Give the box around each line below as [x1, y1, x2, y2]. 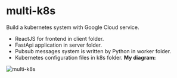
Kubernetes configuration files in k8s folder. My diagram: [14, 54, 156, 61]
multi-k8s [6, 4, 56, 18]
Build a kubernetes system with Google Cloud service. [6, 24, 139, 31]
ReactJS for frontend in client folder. [14, 35, 104, 42]
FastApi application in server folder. [14, 41, 103, 48]
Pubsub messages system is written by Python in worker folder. [14, 47, 172, 54]
